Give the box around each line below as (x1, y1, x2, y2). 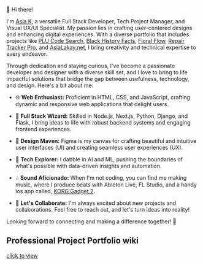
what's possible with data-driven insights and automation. (15, 163, 162, 169)
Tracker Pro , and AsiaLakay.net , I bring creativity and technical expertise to (6, 44, 196, 51)
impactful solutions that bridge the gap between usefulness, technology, (6, 75, 190, 82)
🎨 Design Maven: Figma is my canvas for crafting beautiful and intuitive (15, 137, 197, 144)
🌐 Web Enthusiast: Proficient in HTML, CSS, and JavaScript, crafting (15, 94, 190, 101)
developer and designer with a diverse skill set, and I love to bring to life (6, 69, 188, 76)
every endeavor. (6, 50, 48, 58)
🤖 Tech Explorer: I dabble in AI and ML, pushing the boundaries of (15, 156, 183, 163)
